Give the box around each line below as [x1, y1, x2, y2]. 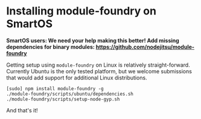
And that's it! [6, 106, 38, 114]
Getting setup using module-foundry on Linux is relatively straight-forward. [6, 61, 190, 69]
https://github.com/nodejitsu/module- [95, 43, 195, 50]
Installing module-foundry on [6, 4, 157, 18]
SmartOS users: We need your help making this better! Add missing [6, 37, 179, 44]
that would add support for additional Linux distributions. [6, 74, 147, 81]
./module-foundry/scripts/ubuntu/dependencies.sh [6, 91, 134, 97]
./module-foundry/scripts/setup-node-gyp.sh [6, 96, 120, 102]
